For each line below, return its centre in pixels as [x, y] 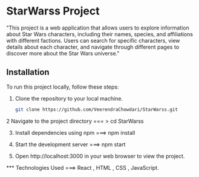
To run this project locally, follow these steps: [63, 87]
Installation [28, 73]
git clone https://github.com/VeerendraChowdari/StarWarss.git [96, 110]
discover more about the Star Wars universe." [63, 53]
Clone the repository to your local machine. [69, 98]
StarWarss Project [53, 11]
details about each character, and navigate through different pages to [93, 47]
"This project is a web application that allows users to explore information [98, 28]
